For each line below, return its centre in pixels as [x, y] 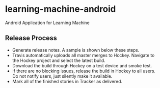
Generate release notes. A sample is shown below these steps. [76, 50]
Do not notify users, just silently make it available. [62, 76]
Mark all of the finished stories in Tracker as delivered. [67, 81]
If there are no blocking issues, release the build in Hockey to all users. [84, 71]
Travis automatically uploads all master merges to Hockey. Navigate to [83, 55]
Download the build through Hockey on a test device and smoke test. [82, 65]
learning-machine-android [61, 9]
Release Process [31, 38]
